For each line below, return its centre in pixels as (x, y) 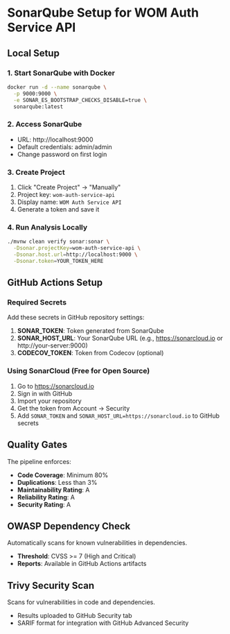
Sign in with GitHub (45, 393)
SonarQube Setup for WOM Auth (103, 13)
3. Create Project (36, 172)
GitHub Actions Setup (55, 283)
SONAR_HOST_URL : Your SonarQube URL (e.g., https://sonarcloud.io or (120, 339)
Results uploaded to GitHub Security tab (75, 616)
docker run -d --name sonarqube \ (57, 87)
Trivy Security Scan (51, 585)
